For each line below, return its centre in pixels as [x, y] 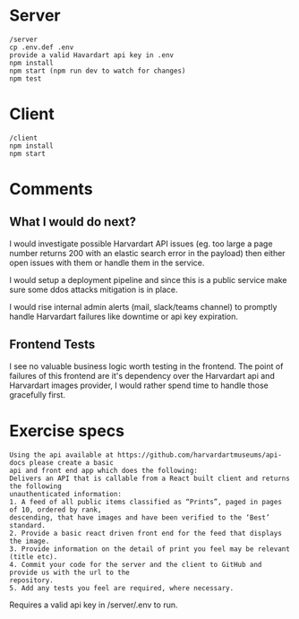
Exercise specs [67, 430]
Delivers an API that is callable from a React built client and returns [150, 478]
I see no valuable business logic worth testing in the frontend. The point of [146, 366]
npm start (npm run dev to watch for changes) [98, 71]
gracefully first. [37, 394]
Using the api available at [62, 455]
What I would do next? [73, 222]
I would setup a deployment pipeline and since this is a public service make [149, 279]
